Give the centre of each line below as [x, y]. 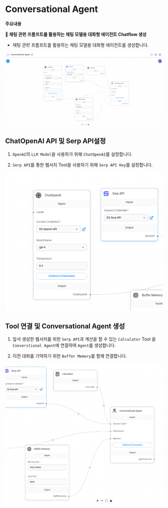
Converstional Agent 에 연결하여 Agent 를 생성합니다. [64, 345]
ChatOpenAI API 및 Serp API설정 [55, 141]
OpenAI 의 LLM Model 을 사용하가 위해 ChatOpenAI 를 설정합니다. [72, 154]
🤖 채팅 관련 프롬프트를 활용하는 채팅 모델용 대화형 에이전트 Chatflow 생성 [76, 34]
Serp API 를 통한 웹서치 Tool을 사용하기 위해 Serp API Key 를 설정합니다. [82, 165]
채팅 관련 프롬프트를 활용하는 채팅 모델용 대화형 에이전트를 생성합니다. [80, 45]
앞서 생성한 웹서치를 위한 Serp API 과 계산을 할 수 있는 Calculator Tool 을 [84, 339]
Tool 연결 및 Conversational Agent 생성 [65, 326]
